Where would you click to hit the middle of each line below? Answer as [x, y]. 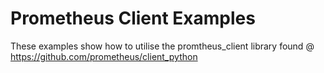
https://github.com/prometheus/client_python [104, 56]
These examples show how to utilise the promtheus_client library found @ [162, 46]
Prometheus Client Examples [133, 18]
